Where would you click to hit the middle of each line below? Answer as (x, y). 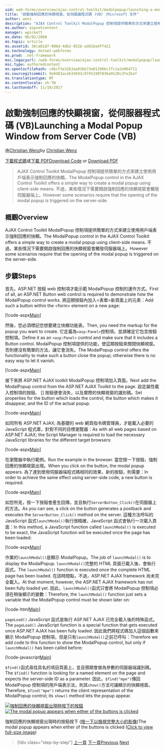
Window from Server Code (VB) (71, 136)
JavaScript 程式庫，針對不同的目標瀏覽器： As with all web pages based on (81, 429)
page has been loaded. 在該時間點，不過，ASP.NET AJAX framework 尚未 (80, 576)
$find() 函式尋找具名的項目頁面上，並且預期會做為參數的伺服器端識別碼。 (80, 667)
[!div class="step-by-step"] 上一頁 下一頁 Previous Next (73, 743)
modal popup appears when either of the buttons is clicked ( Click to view (79, 727)
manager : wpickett (24, 32)
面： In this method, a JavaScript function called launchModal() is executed (81, 527)
